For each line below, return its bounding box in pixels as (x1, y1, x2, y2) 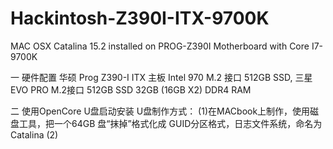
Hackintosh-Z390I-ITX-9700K (10, 7, 270, 30)
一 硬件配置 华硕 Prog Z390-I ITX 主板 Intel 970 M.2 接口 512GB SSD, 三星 (10, 71, 313, 83)
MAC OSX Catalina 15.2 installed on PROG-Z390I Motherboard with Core (10, 40, 310, 52)
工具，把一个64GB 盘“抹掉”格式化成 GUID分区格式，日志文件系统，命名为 (18, 117, 323, 129)
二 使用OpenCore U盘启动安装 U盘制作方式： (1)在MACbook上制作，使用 (10, 105, 311, 117)
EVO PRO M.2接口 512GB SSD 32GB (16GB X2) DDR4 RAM (10, 83, 252, 96)
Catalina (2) (10, 128, 59, 141)
